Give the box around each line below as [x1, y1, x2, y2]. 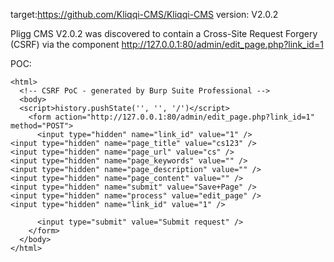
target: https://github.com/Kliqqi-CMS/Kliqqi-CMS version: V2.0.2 [10, 9, 279, 20]
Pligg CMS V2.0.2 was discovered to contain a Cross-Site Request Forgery [10, 28, 318, 39]
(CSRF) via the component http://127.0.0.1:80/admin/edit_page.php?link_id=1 [10, 39, 324, 50]
